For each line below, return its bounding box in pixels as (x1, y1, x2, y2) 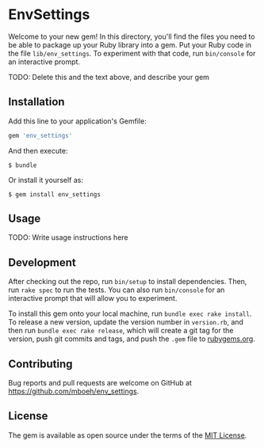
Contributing (8, 357, 73, 370)
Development (8, 256, 77, 269)
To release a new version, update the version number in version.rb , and (8, 317, 244, 327)
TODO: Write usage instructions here (8, 233, 128, 242)
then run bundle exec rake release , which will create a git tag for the (8, 326, 234, 336)
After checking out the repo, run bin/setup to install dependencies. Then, (8, 277, 247, 287)
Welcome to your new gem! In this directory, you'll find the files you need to (8, 32, 255, 41)
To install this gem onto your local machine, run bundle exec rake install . (8, 309, 252, 318)
